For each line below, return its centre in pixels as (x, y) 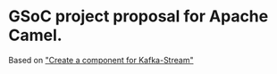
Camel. (36, 35)
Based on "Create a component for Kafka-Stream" (101, 60)
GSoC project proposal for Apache (138, 16)
